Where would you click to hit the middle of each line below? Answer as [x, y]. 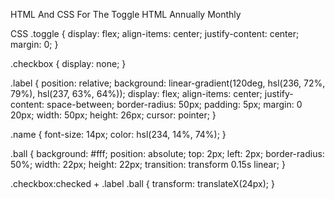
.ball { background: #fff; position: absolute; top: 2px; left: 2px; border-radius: [167, 153]
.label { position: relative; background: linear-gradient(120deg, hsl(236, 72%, [168, 83]
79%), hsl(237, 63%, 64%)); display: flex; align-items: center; [136, 93]
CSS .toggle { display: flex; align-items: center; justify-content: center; [155, 33]
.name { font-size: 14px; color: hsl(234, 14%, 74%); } [118, 134]
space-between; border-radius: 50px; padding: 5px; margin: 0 [174, 104]
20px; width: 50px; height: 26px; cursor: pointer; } [113, 115]
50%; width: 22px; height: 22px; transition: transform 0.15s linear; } [148, 164]
